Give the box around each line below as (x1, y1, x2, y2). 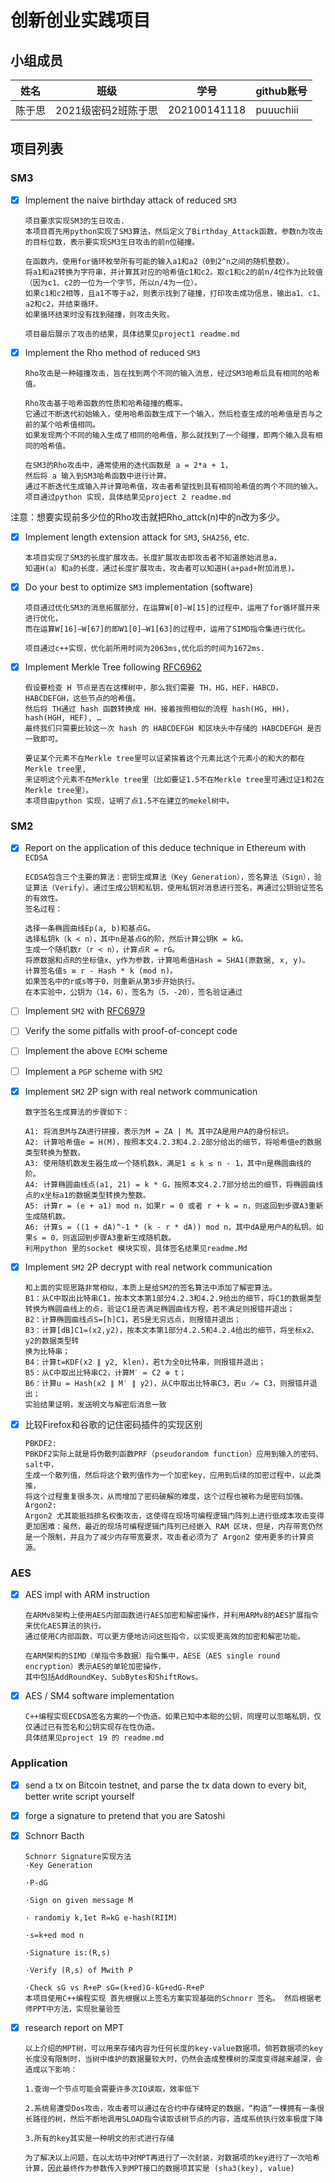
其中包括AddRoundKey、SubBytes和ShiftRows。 (24, 1672, 203, 1683)
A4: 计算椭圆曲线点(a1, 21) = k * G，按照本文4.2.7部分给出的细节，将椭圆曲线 (24, 1179, 324, 1190)
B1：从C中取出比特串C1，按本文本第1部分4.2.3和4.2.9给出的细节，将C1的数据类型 (24, 1293, 322, 1303)
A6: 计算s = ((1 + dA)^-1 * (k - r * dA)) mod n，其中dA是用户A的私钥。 (24, 1222, 317, 1232)
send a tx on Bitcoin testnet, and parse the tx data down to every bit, (24, 1779, 307, 1791)
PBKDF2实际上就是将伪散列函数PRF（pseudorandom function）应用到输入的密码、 (24, 1449, 324, 1459)
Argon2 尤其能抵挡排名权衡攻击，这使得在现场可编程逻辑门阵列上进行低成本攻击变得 (24, 1511, 325, 1521)
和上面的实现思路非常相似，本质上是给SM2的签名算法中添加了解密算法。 (24, 1282, 277, 1293)
